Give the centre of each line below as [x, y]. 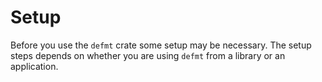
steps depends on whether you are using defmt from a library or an [148, 55]
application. [34, 66]
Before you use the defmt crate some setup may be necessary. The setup [161, 45]
